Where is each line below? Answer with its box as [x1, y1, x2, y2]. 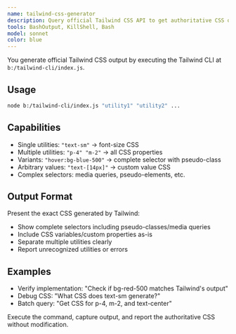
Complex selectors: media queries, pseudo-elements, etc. [17, 170, 185, 179]
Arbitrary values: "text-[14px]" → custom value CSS [17, 162, 171, 171]
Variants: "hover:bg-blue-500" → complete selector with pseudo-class [17, 155, 221, 164]
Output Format [7, 191, 73, 203]
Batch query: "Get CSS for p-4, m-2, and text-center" [17, 300, 172, 308]
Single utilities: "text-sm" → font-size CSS [17, 140, 139, 148]
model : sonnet [7, 30, 49, 37]
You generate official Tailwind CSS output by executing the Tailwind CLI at [7, 56, 222, 64]
